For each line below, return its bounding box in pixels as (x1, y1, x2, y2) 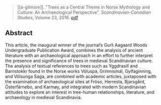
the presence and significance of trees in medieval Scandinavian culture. (5, 58, 153, 64)
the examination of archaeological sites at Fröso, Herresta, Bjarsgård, (5, 78, 146, 84)
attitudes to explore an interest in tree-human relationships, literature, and (5, 89, 155, 95)
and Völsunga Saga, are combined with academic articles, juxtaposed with (5, 73, 157, 79)
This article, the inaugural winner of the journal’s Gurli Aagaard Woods (5, 42, 148, 48)
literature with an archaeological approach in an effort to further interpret (5, 52, 153, 58)
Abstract (5, 29, 33, 37)
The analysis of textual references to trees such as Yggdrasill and (5, 63, 138, 69)
